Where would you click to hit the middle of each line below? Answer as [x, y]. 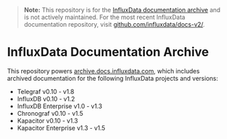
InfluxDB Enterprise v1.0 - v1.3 [60, 106]
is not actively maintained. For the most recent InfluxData [105, 17]
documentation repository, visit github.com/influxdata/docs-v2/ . [114, 24]
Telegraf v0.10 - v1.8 [46, 91]
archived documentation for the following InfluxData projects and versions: [112, 78]
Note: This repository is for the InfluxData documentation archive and [122, 10]
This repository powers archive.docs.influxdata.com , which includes [104, 71]
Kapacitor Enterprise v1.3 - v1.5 [61, 128]
